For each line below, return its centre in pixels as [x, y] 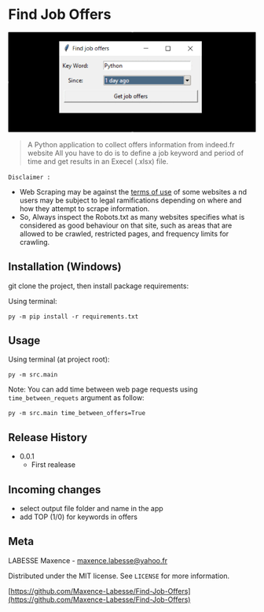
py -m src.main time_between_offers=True [77, 414]
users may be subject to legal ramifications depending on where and [130, 200]
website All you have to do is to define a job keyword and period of [136, 153]
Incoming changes [55, 490]
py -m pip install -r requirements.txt [73, 317]
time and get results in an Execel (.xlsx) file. [98, 161]
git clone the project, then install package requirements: [99, 286]
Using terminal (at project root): [59, 359]
